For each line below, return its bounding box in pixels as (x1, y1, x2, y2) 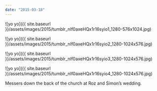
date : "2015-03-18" (5, 7, 45, 12)
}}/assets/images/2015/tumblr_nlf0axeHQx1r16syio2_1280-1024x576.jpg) (5, 41, 153, 47)
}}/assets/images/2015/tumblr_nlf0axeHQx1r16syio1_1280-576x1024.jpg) (5, 26, 152, 32)
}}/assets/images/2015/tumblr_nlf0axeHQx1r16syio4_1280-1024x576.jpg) (5, 70, 153, 77)
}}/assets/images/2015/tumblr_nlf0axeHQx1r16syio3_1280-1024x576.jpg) (5, 55, 153, 62)
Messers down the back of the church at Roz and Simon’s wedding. (5, 80, 142, 86)
